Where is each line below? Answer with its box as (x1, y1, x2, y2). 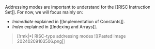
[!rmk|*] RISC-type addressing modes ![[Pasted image (16, 33, 126, 39)
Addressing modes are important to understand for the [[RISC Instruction (5, 4, 151, 10)
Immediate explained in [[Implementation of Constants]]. (12, 19, 125, 24)
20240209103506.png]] (16, 38, 65, 44)
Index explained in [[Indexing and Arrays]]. (12, 24, 97, 30)
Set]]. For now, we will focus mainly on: (5, 9, 83, 15)
